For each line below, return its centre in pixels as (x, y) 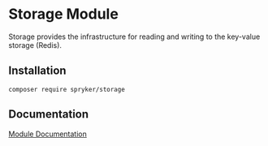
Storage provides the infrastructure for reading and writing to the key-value (134, 36)
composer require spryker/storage (67, 89)
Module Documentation (48, 134)
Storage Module (64, 14)
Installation (37, 71)
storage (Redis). (35, 45)
